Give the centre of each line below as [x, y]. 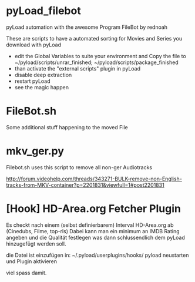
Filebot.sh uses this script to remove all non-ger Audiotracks [79, 167]
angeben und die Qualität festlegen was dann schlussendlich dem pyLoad [95, 237]
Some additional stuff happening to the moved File [67, 127]
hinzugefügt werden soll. [36, 244]
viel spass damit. [26, 273]
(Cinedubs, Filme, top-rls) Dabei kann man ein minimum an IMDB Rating [93, 231]
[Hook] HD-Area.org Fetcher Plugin [93, 209]
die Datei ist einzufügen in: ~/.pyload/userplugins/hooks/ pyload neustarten [97, 255]
